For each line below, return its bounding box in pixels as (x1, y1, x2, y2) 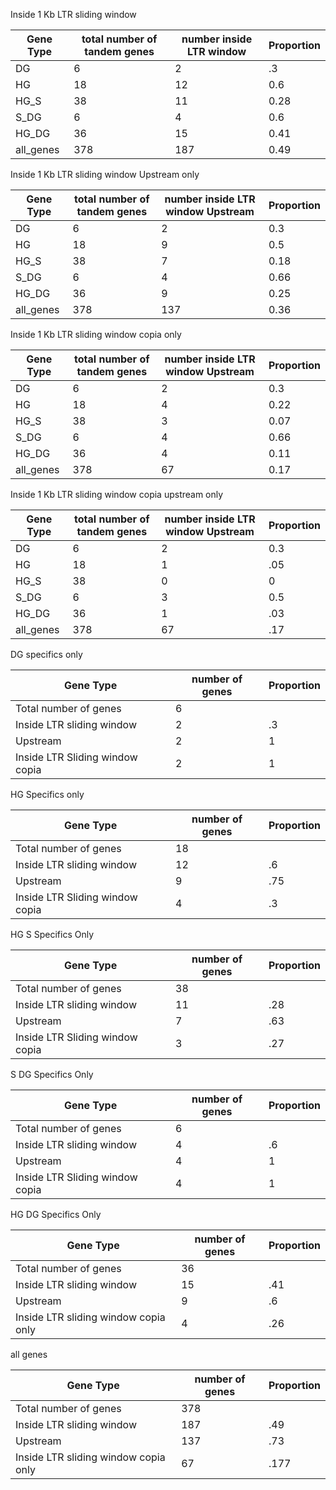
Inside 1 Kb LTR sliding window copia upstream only (10, 489, 224, 500)
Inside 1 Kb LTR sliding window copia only (10, 329, 182, 340)
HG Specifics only (10, 789, 85, 800)
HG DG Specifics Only (10, 1209, 102, 1220)
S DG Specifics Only (10, 1069, 94, 1080)
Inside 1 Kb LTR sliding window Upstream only (10, 169, 200, 180)
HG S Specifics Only (10, 929, 95, 940)
